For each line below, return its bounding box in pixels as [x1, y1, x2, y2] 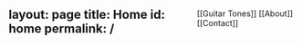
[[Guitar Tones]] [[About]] [196, 8, 294, 19]
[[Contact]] [196, 18, 239, 28]
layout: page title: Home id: [8, 6, 166, 22]
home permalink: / [8, 21, 115, 36]
